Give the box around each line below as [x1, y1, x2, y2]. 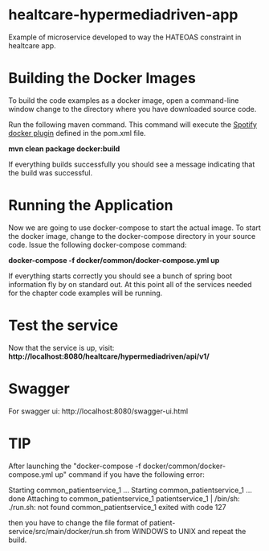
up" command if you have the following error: [55, 469, 205, 479]
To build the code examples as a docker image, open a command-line [8, 95, 239, 105]
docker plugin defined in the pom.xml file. [8, 128, 146, 138]
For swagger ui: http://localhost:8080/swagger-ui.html [8, 406, 189, 416]
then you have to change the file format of [8, 517, 148, 528]
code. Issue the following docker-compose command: [8, 240, 187, 249]
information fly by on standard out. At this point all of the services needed [8, 279, 252, 289]
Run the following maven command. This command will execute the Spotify [8, 119, 257, 130]
